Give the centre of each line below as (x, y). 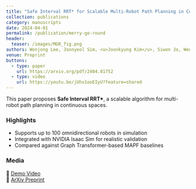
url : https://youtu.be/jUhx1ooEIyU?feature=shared (79, 83)
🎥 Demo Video (23, 173)
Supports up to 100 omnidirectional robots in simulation (81, 133)
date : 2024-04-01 (27, 28)
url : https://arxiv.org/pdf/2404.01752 (65, 71)
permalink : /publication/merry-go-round (56, 33)
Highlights (21, 120)
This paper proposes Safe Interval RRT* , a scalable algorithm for (85, 99)
